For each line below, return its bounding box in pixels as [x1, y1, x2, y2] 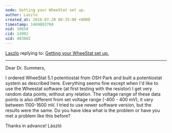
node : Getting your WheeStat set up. [5, 7, 86, 13]
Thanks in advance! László [5, 122, 62, 128]
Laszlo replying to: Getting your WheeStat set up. [5, 50, 109, 56]
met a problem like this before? [5, 113, 71, 119]
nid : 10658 [5, 27, 29, 32]
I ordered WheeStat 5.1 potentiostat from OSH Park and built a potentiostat [5, 75, 162, 81]
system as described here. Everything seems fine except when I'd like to [5, 80, 159, 86]
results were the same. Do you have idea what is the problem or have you [5, 107, 160, 113]
